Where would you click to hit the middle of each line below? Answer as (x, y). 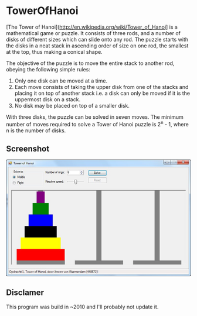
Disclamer (25, 293)
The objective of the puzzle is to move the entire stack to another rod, (90, 63)
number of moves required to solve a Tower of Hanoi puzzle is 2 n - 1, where (97, 123)
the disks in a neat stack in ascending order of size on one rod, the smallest (97, 46)
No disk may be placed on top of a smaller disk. (72, 105)
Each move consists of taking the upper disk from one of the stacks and (101, 87)
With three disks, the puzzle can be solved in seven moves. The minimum (95, 117)
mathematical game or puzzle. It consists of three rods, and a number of (93, 33)
